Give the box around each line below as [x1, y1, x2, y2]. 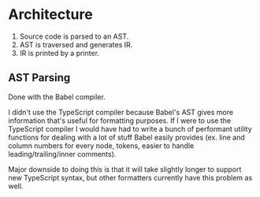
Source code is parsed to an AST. [19, 32, 129, 41]
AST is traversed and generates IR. [19, 39, 133, 49]
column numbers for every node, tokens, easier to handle [8, 140, 195, 151]
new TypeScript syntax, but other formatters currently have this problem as [8, 173, 253, 182]
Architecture [8, 6, 93, 24]
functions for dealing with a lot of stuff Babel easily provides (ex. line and [8, 132, 246, 142]
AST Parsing [8, 71, 71, 84]
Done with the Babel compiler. [8, 92, 106, 102]
